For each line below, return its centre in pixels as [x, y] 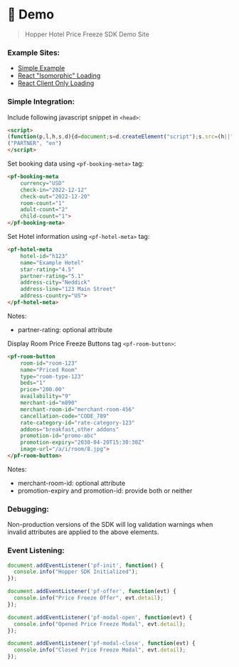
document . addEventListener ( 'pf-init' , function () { [85, 565]
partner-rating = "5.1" [52, 276]
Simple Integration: [41, 102]
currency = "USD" [43, 183]
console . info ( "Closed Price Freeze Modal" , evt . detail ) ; [100, 650]
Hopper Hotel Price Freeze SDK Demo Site [87, 34]
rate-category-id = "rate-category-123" [78, 422]
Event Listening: [36, 550]
